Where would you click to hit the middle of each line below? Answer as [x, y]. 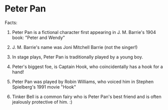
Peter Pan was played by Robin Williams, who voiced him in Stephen [83, 81]
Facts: [11, 22]
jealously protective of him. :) [42, 102]
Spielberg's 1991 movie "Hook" [44, 87]
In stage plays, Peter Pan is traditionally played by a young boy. [77, 57]
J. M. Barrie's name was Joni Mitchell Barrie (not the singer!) [75, 47]
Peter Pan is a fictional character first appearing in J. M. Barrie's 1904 [84, 32]
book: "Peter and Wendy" [38, 37]
